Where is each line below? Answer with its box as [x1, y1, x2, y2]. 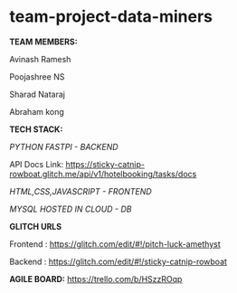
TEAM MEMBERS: [9, 36, 79, 47]
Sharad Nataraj [9, 89, 66, 99]
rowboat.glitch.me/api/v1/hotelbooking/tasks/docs [9, 168, 197, 179]
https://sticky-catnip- [65, 158, 145, 169]
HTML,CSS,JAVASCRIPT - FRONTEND [9, 185, 152, 196]
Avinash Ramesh [9, 53, 71, 64]
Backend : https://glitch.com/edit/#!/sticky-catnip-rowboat [9, 256, 228, 267]
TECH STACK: [9, 124, 63, 135]
